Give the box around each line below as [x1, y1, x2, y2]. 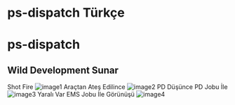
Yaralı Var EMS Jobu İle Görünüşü [37, 90, 135, 99]
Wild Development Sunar [7, 64, 119, 76]
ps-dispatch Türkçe [7, 5, 125, 21]
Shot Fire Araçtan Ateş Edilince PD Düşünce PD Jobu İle [7, 83, 228, 91]
